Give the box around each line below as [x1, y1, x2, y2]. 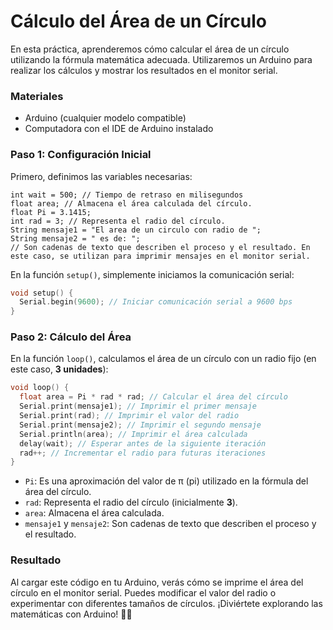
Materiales [10, 89, 64, 103]
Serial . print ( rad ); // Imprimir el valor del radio [19, 411, 240, 421]
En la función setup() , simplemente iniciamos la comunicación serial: [10, 268, 295, 280]
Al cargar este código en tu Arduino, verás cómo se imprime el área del [10, 576, 304, 588]
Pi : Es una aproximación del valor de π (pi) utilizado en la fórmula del [24, 475, 309, 487]
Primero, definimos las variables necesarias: [10, 170, 193, 182]
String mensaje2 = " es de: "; [10, 233, 141, 244]
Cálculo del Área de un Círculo [10, 10, 268, 33]
